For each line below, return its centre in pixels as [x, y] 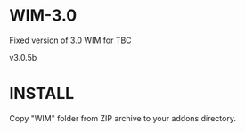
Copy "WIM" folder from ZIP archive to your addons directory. [122, 118]
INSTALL [42, 94]
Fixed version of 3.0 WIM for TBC [70, 40]
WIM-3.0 [43, 16]
